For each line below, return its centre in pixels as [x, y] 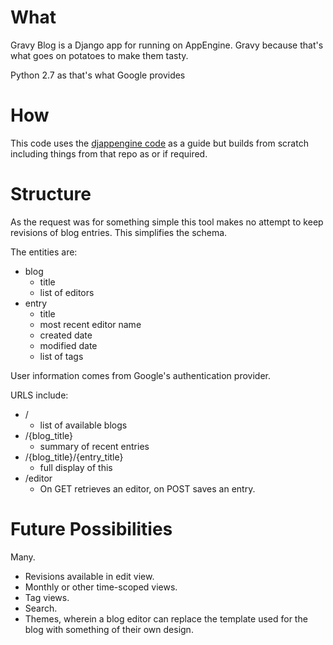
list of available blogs [83, 425]
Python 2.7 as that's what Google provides [98, 75]
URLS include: [39, 395]
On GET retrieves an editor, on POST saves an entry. [147, 488]
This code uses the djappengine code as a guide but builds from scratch [159, 143]
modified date [68, 345]
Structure [51, 194]
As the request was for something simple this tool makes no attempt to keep [167, 222]
